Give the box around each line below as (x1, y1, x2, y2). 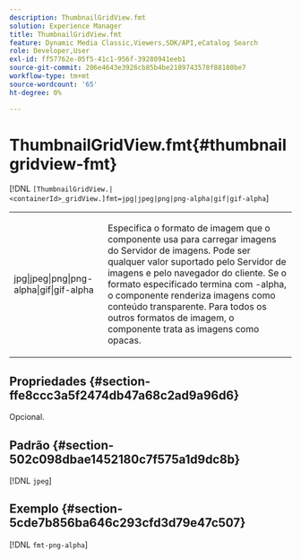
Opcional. (9, 412, 45, 423)
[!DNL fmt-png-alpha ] (9, 539, 88, 550)
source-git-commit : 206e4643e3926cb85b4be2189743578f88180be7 (9, 64, 246, 73)
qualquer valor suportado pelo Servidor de (107, 256, 287, 268)
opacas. (107, 334, 142, 346)
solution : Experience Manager (9, 22, 123, 31)
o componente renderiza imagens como (107, 289, 276, 301)
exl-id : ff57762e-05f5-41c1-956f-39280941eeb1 (9, 55, 186, 64)
